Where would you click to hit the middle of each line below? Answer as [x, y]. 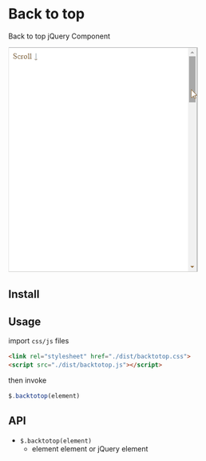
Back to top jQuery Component [59, 36]
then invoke [28, 380]
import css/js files [39, 341]
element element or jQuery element [90, 448]
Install [24, 294]
